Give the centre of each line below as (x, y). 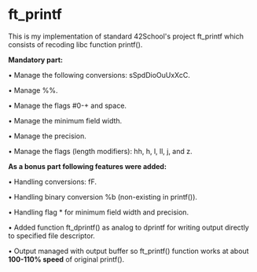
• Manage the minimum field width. (65, 120)
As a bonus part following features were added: (88, 166)
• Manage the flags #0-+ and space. (68, 105)
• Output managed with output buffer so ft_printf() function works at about (128, 251)
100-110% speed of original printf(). (66, 259)
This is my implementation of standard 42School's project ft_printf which (126, 36)
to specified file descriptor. (52, 235)
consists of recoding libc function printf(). (75, 44)
